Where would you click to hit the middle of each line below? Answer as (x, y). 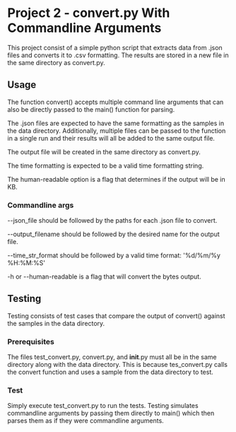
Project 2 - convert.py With (89, 13)
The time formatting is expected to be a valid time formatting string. (106, 165)
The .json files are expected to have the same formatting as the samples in (116, 123)
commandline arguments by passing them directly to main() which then (111, 413)
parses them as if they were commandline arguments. (85, 421)
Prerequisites (31, 341)
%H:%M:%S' (26, 263)
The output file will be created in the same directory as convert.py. (104, 152)
